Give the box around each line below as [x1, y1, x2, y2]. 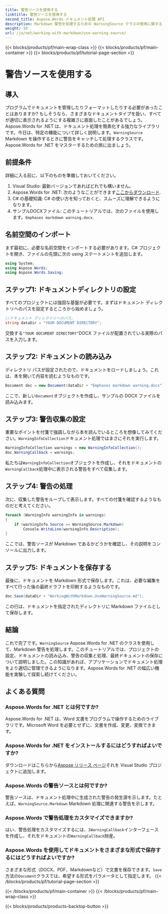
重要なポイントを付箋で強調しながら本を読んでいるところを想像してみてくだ [5, 429, 162, 435]
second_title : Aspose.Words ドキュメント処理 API [5, 17, 105, 22]
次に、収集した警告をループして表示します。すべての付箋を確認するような [5, 496, 157, 502]
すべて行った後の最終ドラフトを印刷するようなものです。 [5, 584, 123, 590]
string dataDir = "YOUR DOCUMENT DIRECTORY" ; [5, 320, 101, 326]
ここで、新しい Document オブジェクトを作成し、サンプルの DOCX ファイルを [5, 393, 161, 399]
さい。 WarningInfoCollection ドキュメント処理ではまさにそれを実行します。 [5, 435, 161, 441]
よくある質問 [5, 687, 45, 696]
